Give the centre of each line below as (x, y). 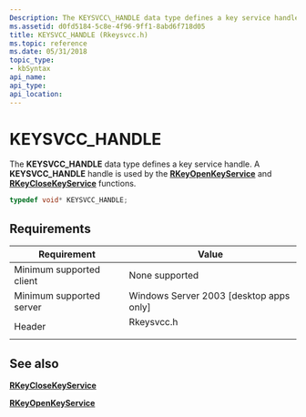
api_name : (28, 77)
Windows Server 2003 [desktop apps (209, 296)
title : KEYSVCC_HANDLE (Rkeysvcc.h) (79, 35)
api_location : (36, 94)
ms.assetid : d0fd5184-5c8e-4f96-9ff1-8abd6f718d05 (107, 26)
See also (34, 364)
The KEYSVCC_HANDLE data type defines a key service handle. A (135, 164)
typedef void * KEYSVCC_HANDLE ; (69, 200)
